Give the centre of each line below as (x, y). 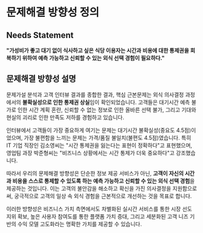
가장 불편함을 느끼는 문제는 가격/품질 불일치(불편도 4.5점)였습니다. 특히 (108, 137)
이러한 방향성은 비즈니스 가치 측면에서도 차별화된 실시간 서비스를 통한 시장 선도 (99, 209)
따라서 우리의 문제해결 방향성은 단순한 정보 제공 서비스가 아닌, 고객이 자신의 (95, 173)
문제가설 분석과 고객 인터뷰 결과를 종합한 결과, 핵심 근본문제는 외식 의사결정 (95, 94)
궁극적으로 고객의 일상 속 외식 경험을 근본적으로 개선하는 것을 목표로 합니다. (103, 196)
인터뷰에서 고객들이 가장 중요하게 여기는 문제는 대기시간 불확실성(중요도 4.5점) (99, 130)
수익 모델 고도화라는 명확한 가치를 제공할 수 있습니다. (80, 224)
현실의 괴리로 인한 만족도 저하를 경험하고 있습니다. (65, 117)
